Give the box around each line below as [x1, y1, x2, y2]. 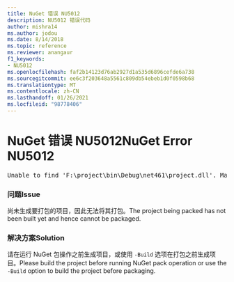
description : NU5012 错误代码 [7, 17, 91, 24]
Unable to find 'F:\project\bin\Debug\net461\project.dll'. [7, 171, 217, 179]
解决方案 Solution [7, 233, 65, 243]
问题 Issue [7, 189, 40, 199]
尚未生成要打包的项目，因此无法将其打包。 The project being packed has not [7, 207, 226, 215]
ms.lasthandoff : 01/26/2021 [7, 95, 89, 102]
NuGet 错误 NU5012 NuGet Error [7, 133, 193, 149]
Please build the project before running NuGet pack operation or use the [19, 259, 227, 267]
